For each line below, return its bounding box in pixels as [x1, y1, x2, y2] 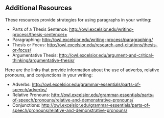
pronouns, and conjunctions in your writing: [5, 72, 93, 78]
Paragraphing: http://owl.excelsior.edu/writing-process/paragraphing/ [12, 37, 153, 42]
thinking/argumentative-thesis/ [12, 57, 75, 63]
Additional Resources [5, 4, 72, 12]
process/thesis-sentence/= [12, 31, 68, 37]
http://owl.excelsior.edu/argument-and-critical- [58, 52, 154, 58]
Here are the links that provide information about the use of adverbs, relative [5, 67, 160, 73]
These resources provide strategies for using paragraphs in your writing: [5, 17, 152, 22]
